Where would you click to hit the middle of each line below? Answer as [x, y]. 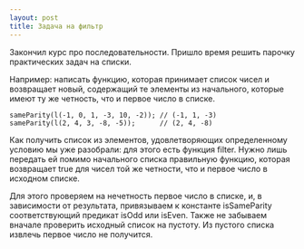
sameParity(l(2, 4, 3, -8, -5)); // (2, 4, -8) [111, 123]
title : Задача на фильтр [56, 26]
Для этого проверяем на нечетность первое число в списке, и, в [136, 196]
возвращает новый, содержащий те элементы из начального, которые [147, 89]
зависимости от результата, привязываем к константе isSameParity [141, 206]
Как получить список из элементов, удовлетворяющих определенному [148, 139]
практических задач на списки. [70, 62]
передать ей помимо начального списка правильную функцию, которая [150, 158]
